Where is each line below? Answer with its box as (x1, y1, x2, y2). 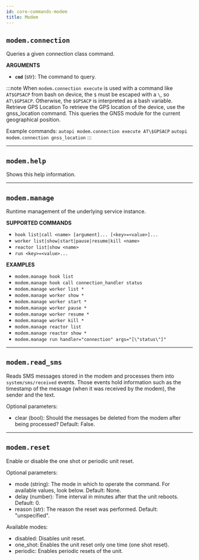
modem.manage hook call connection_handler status (14, 279, 143, 286)
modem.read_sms (6, 358, 62, 367)
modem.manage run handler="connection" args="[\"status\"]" (14, 336, 166, 342)
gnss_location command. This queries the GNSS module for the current (6, 110, 181, 117)
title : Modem (6, 14, 38, 20)
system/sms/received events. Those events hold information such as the (6, 378, 182, 385)
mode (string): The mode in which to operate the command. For (14, 480, 171, 487)
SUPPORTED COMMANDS (6, 219, 72, 226)
